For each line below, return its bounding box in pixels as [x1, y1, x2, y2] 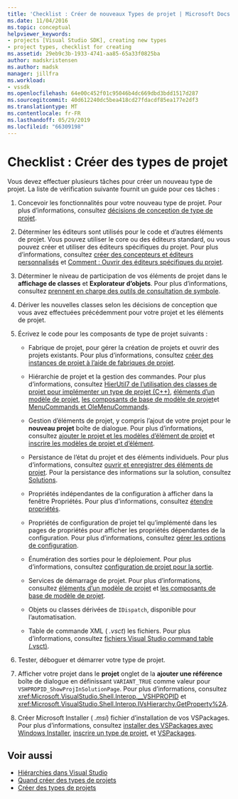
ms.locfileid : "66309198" [7, 123, 84, 130]
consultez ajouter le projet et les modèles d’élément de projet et [28, 432, 215, 440]
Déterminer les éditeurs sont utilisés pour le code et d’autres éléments [17, 227, 224, 236]
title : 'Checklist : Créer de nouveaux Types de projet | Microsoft [7, 10, 215, 18]
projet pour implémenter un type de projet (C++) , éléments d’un [28, 388, 215, 396]
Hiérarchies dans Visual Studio [17, 768, 108, 777]
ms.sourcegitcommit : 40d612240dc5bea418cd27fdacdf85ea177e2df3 [7, 97, 199, 104]
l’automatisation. [28, 613, 77, 622]
